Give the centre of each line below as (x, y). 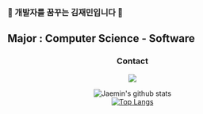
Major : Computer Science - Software (101, 38)
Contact (132, 61)
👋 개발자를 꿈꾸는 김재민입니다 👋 (65, 12)
